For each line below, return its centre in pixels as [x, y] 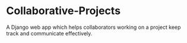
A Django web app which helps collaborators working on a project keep [93, 27]
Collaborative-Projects [63, 11]
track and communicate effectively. [49, 33]
